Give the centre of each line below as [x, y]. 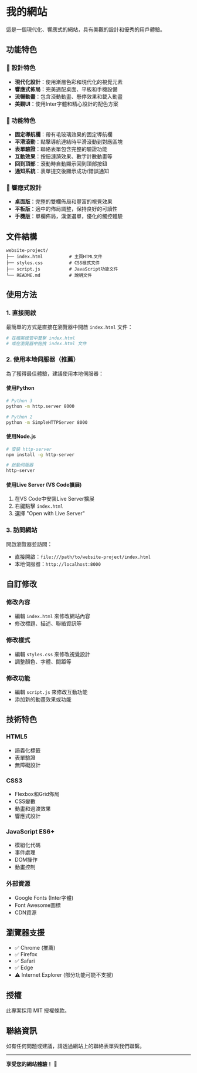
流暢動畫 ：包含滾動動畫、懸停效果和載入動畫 [69, 96]
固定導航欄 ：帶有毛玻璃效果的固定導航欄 [63, 134]
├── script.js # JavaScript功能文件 [62, 269]
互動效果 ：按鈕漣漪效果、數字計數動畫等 [63, 156]
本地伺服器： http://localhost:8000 [58, 564]
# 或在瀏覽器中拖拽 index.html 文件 [46, 343]
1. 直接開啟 [21, 313]
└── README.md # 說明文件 [49, 276]
